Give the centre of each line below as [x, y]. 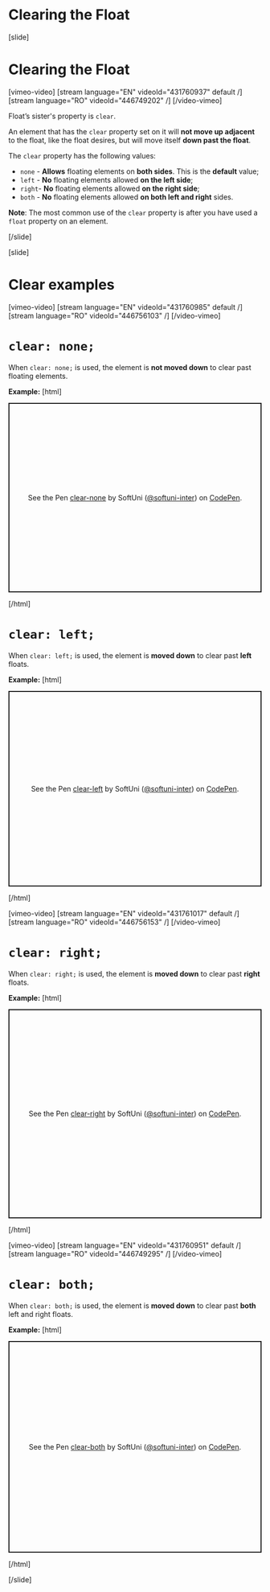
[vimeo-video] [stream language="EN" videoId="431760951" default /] [125, 1245]
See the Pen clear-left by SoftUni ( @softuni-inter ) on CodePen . [135, 788]
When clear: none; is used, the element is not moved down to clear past [130, 367]
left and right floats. [41, 1314]
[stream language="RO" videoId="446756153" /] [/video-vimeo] [115, 922]
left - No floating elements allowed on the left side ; [106, 179]
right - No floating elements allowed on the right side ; [110, 188]
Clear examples [61, 285]
